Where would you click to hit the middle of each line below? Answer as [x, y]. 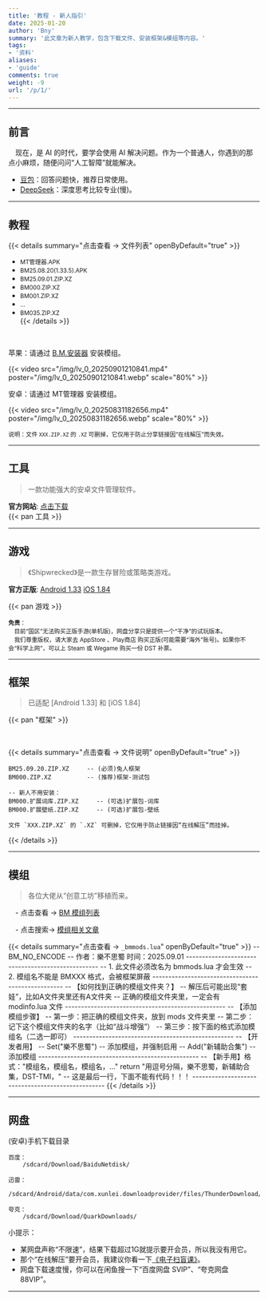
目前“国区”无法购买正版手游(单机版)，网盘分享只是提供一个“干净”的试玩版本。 [120, 631]
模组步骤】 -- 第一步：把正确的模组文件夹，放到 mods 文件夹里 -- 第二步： [131, 1017]
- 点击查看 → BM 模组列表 [57, 913]
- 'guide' [25, 68]
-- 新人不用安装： [35, 793]
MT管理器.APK [40, 262]
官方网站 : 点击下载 [38, 506]
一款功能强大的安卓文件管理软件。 [84, 489]
